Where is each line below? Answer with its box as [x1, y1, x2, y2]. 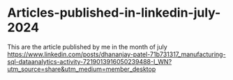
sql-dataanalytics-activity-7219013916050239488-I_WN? [7, 57, 172, 65]
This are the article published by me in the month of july [7, 42, 167, 51]
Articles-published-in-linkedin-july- [7, 5, 221, 21]
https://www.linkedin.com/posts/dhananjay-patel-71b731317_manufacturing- [7, 50, 226, 58]
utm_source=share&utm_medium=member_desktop [7, 65, 156, 73]
